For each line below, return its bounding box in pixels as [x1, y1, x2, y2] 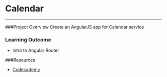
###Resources [5, 57, 36, 63]
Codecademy [12, 67, 40, 73]
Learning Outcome [5, 36, 51, 43]
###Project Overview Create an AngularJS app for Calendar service [5, 24, 144, 30]
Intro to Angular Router [12, 47, 60, 53]
